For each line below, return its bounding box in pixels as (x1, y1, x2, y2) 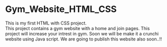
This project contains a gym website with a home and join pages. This (5, 25, 150, 31)
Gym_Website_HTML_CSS (5, 3, 117, 15)
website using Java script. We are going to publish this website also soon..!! (5, 36, 162, 42)
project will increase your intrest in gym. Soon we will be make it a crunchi (5, 30, 159, 36)
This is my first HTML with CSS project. (5, 20, 87, 26)
